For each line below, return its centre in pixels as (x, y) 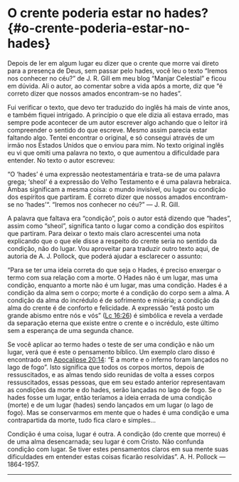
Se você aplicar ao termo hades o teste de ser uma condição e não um (111, 344)
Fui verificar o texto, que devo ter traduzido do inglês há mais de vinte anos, (119, 107)
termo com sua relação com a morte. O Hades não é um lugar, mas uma (113, 277)
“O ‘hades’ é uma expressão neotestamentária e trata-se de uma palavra (114, 174)
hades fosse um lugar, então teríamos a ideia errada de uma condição (110, 397)
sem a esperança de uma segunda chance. (70, 330)
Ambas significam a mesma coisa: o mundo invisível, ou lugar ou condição (117, 189)
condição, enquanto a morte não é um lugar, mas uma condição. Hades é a (117, 285)
